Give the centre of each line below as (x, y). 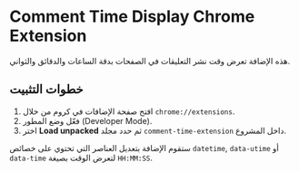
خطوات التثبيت (46, 89)
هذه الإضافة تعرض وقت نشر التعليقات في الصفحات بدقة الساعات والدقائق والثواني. (150, 61)
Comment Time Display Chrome (132, 17)
